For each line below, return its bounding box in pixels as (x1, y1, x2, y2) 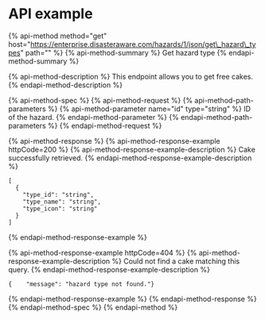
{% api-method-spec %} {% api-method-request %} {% (8, 95, 193, 105)
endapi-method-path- (180, 112, 253, 121)
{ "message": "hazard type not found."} (8, 280, 155, 288)
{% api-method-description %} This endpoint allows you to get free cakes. (8, 71, 253, 81)
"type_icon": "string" (22, 204, 98, 213)
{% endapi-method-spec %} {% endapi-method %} (8, 303, 178, 312)
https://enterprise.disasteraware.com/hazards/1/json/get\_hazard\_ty (30, 39, 256, 48)
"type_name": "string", (22, 198, 102, 206)
